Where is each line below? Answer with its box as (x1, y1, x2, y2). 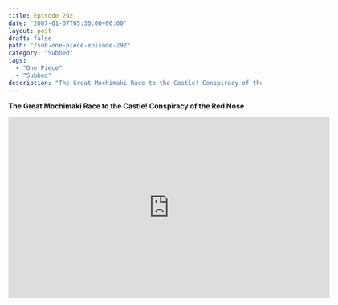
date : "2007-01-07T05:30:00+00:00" (8, 19, 128, 27)
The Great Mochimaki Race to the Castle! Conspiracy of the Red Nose (8, 101, 245, 111)
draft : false (8, 34, 52, 43)
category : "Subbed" (8, 49, 74, 57)
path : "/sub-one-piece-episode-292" (8, 42, 131, 50)
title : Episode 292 (8, 11, 74, 20)
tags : (8, 57, 26, 65)
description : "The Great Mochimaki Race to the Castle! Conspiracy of (8, 79, 250, 87)
